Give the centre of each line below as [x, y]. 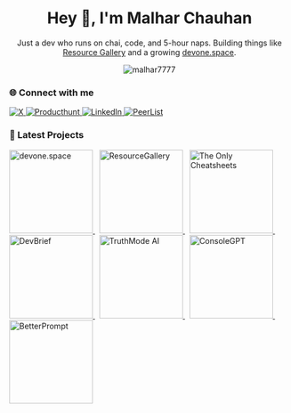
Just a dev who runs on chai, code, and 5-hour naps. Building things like [150, 43]
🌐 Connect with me [52, 93]
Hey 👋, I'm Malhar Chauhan [150, 18]
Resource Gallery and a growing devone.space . [150, 52]
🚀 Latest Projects [47, 135]
